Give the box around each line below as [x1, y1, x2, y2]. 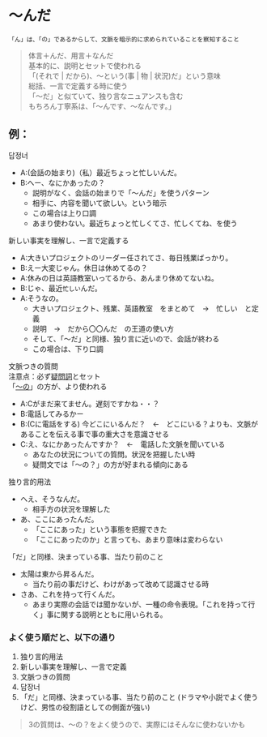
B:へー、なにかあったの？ [19, 178, 105, 187]
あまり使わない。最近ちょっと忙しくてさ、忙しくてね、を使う [32, 218, 238, 228]
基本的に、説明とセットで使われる [28, 61, 142, 71]
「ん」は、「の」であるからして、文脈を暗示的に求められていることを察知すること [8, 35, 240, 44]
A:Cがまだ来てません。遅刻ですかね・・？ [19, 398, 160, 409]
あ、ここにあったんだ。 [19, 514, 99, 524]
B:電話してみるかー [19, 409, 84, 418]
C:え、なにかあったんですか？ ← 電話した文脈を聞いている [19, 439, 226, 449]
